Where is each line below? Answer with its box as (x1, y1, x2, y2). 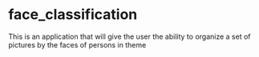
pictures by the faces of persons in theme (8, 40, 147, 49)
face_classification (8, 6, 138, 24)
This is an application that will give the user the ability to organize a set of (8, 32, 251, 41)
